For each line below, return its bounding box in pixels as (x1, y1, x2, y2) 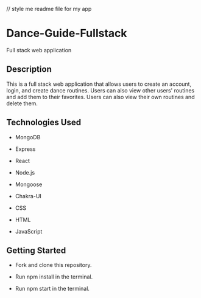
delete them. (6, 100, 38, 107)
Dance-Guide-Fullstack (6, 27, 127, 40)
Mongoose (15, 181, 43, 188)
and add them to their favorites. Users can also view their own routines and (6, 93, 195, 100)
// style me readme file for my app (6, 5, 92, 12)
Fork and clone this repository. (15, 262, 92, 269)
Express (15, 145, 36, 153)
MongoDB (15, 133, 41, 140)
